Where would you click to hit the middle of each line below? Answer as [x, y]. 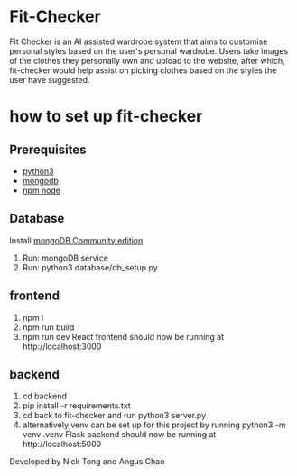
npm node [42, 190]
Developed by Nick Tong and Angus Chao [87, 462]
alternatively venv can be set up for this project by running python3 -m [154, 425]
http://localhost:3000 [62, 346]
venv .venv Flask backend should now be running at [119, 435]
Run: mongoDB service [65, 258]
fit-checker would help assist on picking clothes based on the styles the [143, 70]
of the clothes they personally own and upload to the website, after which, [148, 60]
